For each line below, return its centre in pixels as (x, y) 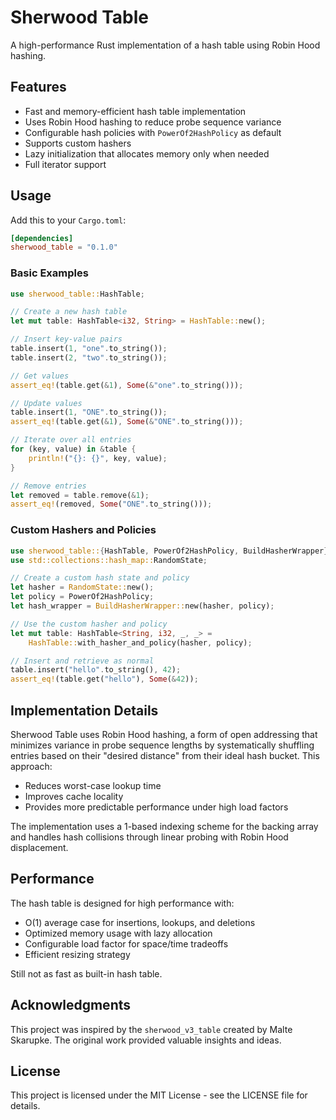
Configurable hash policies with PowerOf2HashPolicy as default (153, 132)
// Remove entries (48, 486)
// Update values (46, 403)
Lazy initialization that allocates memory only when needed (147, 153)
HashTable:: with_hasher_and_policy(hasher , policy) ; (140, 642)
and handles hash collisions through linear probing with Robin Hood (149, 837)
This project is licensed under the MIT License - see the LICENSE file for (159, 1095)
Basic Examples (49, 273)
